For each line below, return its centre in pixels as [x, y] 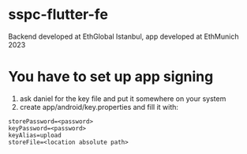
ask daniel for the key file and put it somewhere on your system [123, 98]
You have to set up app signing [111, 77]
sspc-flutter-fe [58, 15]
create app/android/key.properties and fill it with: [99, 107]
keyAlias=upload [35, 135]
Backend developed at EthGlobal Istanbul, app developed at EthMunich [123, 36]
